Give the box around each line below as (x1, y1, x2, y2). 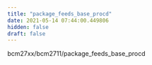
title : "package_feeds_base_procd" (7, 10, 112, 18)
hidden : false (7, 23, 49, 30)
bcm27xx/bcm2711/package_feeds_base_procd (7, 49, 146, 58)
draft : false (7, 30, 46, 37)
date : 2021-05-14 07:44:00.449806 (7, 17, 110, 24)
